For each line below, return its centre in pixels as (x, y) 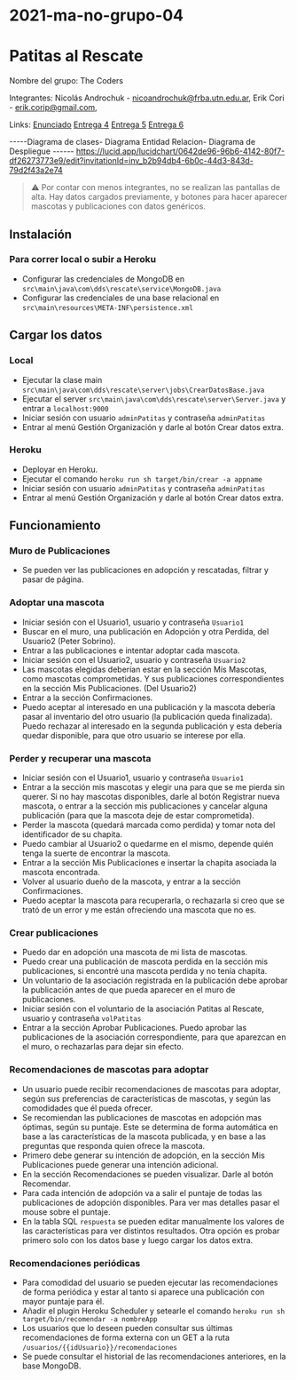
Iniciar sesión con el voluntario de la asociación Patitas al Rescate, (143, 1009)
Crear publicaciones (54, 933)
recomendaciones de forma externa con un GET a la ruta (126, 1337)
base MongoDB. (51, 1366)
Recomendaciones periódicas (75, 1263)
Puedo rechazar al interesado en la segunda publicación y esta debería (152, 726)
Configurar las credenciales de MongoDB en (103, 279)
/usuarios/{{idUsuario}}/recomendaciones (99, 1347)
